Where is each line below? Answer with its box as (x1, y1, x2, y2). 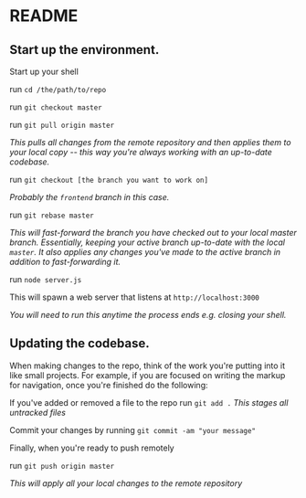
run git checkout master (9, 101, 102, 112)
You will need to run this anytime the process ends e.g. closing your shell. (9, 310, 287, 320)
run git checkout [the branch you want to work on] (9, 175, 208, 185)
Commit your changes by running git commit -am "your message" (9, 424, 257, 435)
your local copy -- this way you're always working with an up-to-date (9, 147, 272, 157)
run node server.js (9, 274, 82, 284)
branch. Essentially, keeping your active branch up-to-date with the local (9, 237, 286, 248)
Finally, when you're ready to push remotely (9, 442, 175, 453)
